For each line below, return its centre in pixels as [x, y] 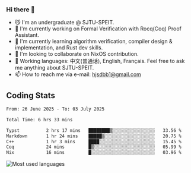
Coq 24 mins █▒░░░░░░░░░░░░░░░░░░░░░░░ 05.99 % [94, 147]
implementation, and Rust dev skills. [59, 48]
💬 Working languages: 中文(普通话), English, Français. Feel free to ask [100, 61]
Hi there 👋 [21, 10]
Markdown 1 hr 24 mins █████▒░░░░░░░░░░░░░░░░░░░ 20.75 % [94, 136]
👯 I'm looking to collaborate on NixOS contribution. [77, 54]
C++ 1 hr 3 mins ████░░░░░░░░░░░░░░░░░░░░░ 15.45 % [94, 141]
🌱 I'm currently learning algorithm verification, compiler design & [94, 42]
